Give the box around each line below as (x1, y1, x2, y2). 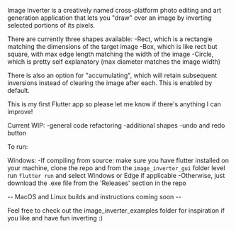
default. (7, 86, 30, 94)
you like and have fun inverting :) (7, 214, 103, 222)
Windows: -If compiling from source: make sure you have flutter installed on (7, 156, 229, 164)
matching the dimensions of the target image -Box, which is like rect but (7, 43, 218, 50)
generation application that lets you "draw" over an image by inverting (7, 13, 212, 22)
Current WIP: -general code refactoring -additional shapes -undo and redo (7, 121, 225, 130)
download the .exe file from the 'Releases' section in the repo (7, 179, 186, 187)
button (7, 129, 27, 137)
